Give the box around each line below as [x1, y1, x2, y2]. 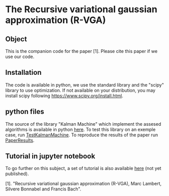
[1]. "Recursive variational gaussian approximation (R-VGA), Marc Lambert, [5, 181, 162, 187]
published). [5, 171, 29, 177]
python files [5, 107, 44, 116]
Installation [5, 68, 42, 77]
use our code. [5, 53, 35, 60]
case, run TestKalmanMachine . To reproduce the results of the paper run [5, 131, 158, 138]
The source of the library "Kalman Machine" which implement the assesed [5, 121, 161, 127]
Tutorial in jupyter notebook [5, 152, 96, 161]
